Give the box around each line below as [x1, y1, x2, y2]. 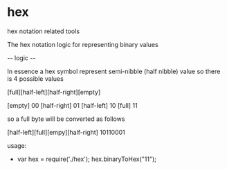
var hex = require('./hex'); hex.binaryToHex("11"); [17, 155, 157, 163]
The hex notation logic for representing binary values [7, 40, 158, 48]
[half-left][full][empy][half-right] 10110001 [7, 128, 126, 136]
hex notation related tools [7, 27, 80, 35]
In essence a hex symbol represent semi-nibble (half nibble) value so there [7, 67, 221, 75]
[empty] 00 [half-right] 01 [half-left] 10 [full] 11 [7, 101, 138, 109]
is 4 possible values [7, 74, 64, 83]
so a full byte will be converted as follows [7, 115, 125, 123]
